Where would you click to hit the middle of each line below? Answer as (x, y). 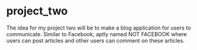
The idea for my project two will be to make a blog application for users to (99, 28)
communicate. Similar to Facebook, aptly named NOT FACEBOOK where (97, 34)
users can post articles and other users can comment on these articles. (95, 40)
